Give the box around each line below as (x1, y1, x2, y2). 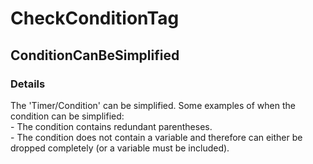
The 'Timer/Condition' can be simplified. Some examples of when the (10, 99, 296, 111)
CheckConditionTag (10, 7, 180, 30)
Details (10, 77, 46, 91)
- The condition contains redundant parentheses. (10, 120, 213, 132)
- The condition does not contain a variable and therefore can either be (10, 131, 303, 143)
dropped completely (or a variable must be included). (10, 142, 230, 154)
